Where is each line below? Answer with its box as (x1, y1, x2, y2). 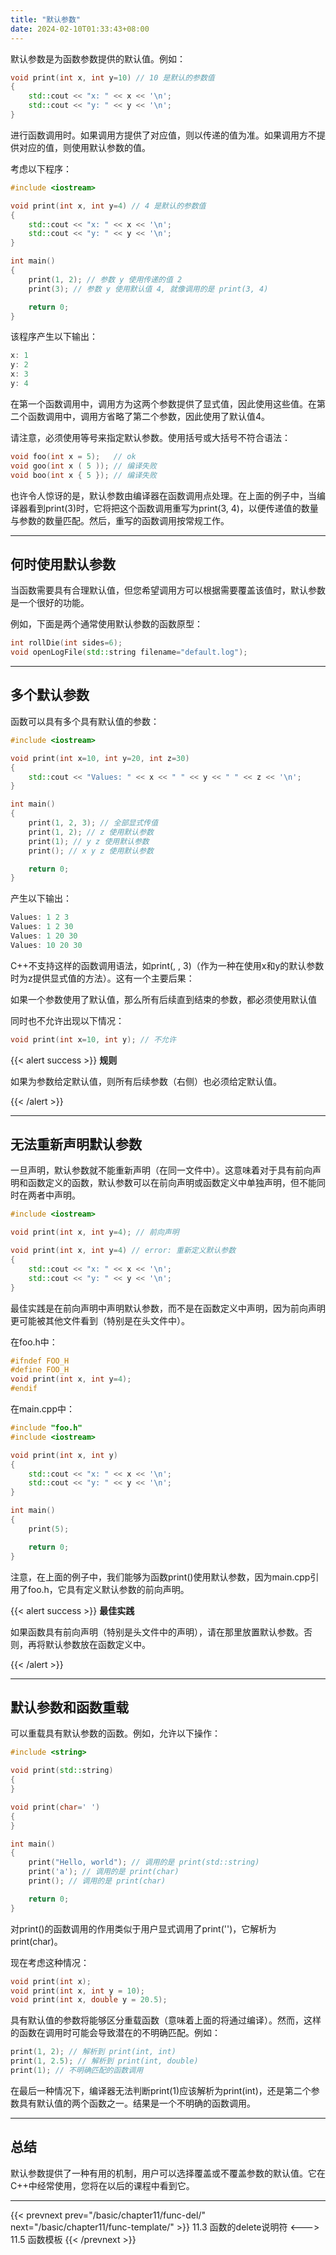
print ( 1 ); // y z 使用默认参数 (28, 836, 150, 846)
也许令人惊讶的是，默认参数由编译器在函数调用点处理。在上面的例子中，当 (10, 489, 317, 501)
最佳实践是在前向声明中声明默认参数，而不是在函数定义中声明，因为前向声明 (10, 1302, 326, 1314)
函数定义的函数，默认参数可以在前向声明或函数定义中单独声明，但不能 (27, 1177, 317, 1189)
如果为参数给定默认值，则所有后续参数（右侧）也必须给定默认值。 (10, 1075, 282, 1087)
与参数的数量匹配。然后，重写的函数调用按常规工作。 (10, 514, 230, 526)
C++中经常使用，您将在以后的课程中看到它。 (10, 2179, 195, 2191)
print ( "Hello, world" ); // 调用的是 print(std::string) (28, 1857, 260, 1868)
